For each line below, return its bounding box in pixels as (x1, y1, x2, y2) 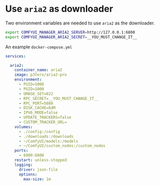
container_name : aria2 (14, 67, 62, 73)
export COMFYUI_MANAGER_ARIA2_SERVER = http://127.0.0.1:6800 (5, 30, 136, 35)
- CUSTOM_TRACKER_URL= (18, 120, 67, 125)
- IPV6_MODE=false (18, 110, 58, 115)
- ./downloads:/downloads (18, 134, 74, 139)
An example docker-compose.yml (5, 44, 73, 50)
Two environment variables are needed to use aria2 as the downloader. (5, 20, 155, 26)
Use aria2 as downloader (5, 3, 113, 15)
